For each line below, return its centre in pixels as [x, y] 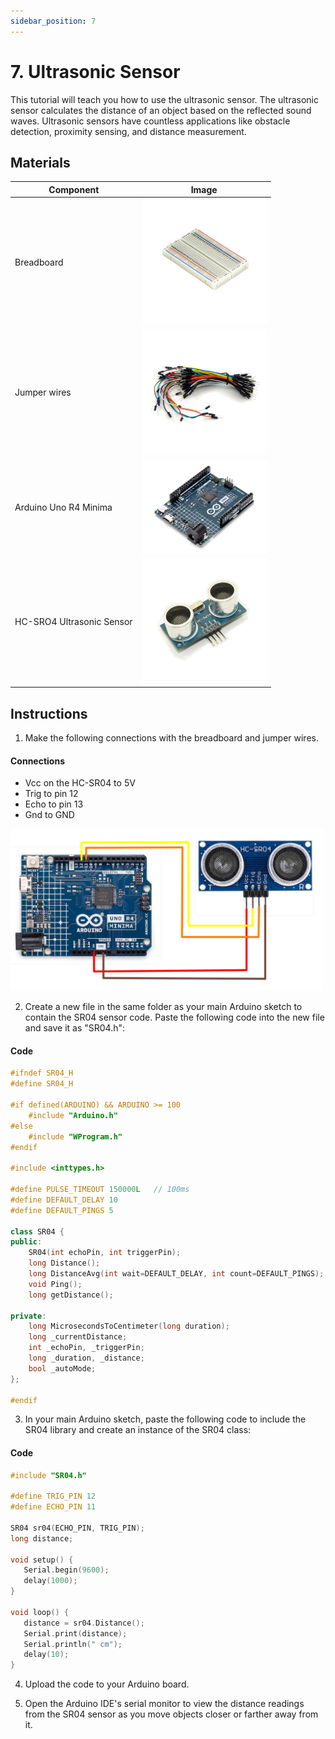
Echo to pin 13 [54, 804]
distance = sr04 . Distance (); [84, 1623]
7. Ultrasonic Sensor [95, 71]
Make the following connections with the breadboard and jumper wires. [171, 738]
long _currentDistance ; [78, 1337]
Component [74, 189]
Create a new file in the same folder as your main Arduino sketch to [163, 1007]
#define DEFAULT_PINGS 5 [62, 1210]
